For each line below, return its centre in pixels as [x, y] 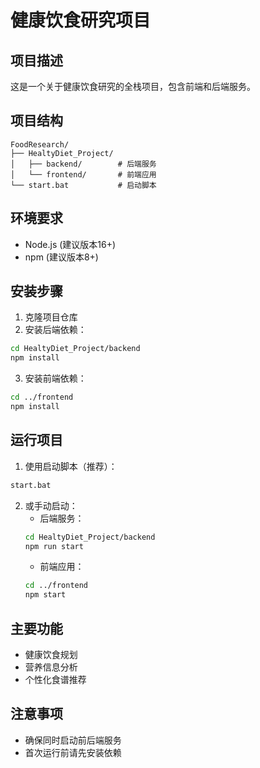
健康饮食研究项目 [81, 20]
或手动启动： [51, 505]
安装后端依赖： [55, 330]
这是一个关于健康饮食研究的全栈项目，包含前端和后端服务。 [133, 86]
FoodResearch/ [40, 144]
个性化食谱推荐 [55, 679]
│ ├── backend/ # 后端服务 [83, 164]
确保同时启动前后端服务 [73, 740]
